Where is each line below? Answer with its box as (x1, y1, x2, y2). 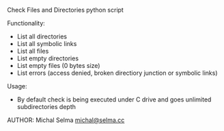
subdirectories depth (16, 103, 76, 110)
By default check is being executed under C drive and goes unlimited (16, 95, 212, 104)
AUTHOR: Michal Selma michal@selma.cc (7, 116, 125, 124)
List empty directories (16, 54, 79, 62)
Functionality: (7, 19, 46, 27)
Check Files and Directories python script (7, 6, 124, 14)
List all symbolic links (16, 40, 77, 47)
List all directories (16, 32, 67, 40)
